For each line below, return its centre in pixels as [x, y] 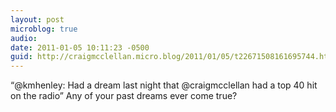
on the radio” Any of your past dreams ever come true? [124, 96]
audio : [24, 38]
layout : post [37, 19]
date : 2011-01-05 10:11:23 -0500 [80, 47]
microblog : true [44, 29]
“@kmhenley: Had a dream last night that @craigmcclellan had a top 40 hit [164, 85]
